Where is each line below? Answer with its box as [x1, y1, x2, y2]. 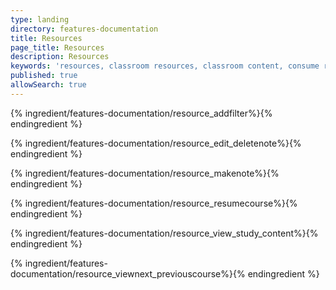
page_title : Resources [10, 42, 105, 53]
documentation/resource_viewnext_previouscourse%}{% [10, 267, 246, 280]
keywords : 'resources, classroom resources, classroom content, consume [10, 61, 320, 71]
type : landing [10, 14, 70, 25]
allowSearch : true [10, 80, 87, 90]
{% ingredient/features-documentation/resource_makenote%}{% [10, 167, 280, 179]
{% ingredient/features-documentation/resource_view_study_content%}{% [10, 227, 319, 239]
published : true [10, 71, 78, 81]
